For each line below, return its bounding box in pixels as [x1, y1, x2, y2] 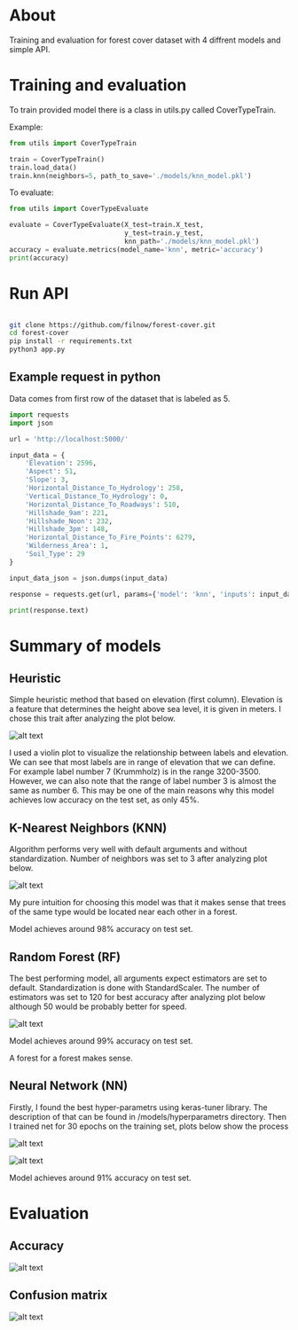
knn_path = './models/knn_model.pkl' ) [123, 237, 260, 246]
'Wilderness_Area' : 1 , [25, 542, 109, 551]
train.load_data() [9, 163, 77, 172]
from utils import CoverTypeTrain [9, 138, 137, 147]
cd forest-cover [9, 329, 69, 338]
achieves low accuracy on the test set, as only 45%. [9, 794, 200, 805]
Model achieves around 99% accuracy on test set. [9, 1036, 193, 1046]
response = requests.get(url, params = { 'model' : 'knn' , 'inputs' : [9, 590, 255, 598]
